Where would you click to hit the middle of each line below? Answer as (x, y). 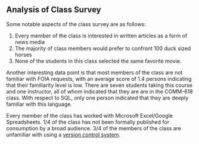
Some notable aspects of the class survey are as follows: (76, 24)
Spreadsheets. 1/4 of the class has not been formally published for (88, 122)
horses (23, 54)
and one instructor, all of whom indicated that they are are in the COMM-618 (99, 91)
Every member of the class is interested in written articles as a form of (101, 36)
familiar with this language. (39, 104)
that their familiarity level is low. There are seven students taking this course (99, 85)
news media (30, 42)
